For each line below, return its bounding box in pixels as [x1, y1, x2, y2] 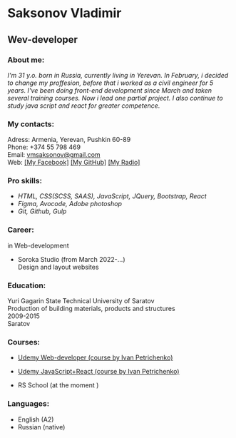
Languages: [7, 399, 50, 409]
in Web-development [7, 241, 69, 250]
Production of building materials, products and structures [7, 305, 176, 313]
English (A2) [17, 415, 54, 424]
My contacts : [7, 119, 55, 129]
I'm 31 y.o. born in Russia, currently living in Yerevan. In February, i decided [7, 71, 229, 79]
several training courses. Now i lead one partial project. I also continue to [7, 93, 223, 102]
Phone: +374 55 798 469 [7, 143, 81, 151]
